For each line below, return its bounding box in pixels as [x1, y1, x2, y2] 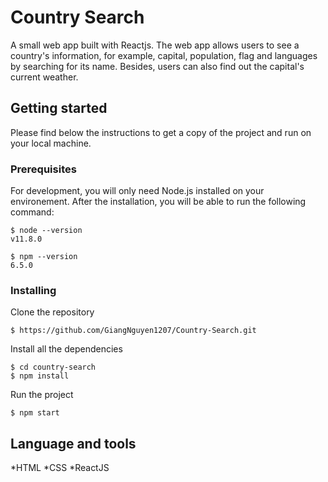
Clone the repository [10, 306, 95, 318]
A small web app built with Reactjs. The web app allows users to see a [10, 39, 300, 51]
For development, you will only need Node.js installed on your [10, 185, 265, 197]
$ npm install [10, 371, 70, 381]
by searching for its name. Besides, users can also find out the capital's [10, 60, 305, 72]
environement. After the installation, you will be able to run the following [10, 196, 307, 208]
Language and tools [10, 435, 137, 452]
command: [10, 206, 55, 218]
